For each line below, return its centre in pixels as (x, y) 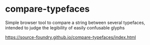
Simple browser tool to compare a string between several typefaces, (75, 22)
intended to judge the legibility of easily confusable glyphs (65, 27)
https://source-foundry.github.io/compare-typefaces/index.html (71, 37)
